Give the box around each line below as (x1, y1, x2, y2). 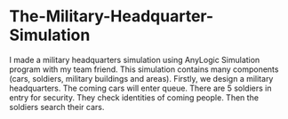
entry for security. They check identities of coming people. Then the (9, 91, 260, 103)
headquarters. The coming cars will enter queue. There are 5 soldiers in (9, 83, 272, 93)
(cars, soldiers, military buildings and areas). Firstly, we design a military (9, 73, 274, 83)
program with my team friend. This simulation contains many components (9, 64, 279, 75)
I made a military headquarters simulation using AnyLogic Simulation (9, 54, 260, 65)
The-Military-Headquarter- (9, 6, 214, 27)
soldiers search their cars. (9, 101, 105, 112)
